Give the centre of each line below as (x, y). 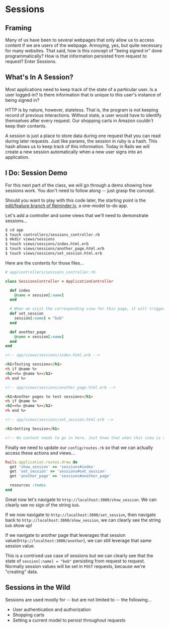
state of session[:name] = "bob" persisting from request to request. (75, 561)
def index (20, 290)
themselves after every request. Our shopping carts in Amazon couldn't (79, 120)
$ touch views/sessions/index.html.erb (47, 244)
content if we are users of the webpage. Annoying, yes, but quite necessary (84, 45)
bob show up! (19, 525)
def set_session (27, 313)
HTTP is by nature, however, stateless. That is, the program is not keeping (82, 110)
